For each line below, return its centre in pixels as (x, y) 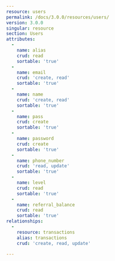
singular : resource (30, 28)
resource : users (26, 12)
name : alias (31, 50)
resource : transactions (46, 232)
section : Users (25, 34)
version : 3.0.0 (25, 23)
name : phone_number (41, 161)
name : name (30, 94)
